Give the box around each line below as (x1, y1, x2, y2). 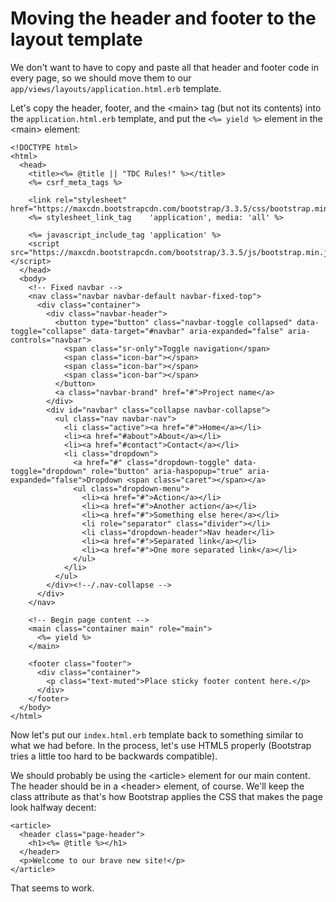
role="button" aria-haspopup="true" (90, 466, 244, 476)
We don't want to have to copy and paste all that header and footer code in (10, 61, 320, 73)
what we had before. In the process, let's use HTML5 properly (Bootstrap (10, 739, 312, 751)
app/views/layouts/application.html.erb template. (10, 82, 222, 94)
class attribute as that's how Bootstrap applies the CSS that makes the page (10, 790, 323, 802)
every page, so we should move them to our (10, 72, 192, 84)
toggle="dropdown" (10, 466, 87, 476)
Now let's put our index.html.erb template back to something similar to (10, 728, 304, 741)
